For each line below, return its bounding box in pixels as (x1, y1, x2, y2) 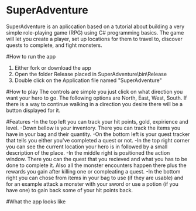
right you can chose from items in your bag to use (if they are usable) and (6, 174, 184, 181)
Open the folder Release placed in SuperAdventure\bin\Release (14, 70, 167, 77)
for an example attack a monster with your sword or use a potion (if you (6, 180, 178, 188)
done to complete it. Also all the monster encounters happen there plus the (6, 162, 187, 169)
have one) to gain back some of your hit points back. (6, 186, 133, 193)
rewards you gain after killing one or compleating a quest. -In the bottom (6, 168, 181, 175)
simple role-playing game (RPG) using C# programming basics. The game (6, 29, 184, 36)
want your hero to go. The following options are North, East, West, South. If (6, 94, 187, 101)
